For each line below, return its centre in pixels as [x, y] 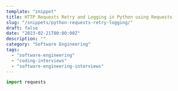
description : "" [26, 39]
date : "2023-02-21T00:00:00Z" [43, 33]
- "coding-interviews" [39, 60]
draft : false [22, 28]
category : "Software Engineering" [49, 45]
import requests [26, 82]
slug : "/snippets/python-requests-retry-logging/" [70, 22]
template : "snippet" [32, 11]
